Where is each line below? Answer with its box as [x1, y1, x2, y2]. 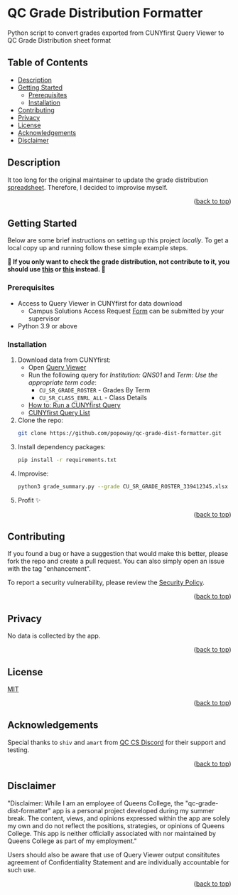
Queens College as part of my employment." [7, 837, 137, 845]
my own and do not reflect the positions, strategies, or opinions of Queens [7, 821, 225, 830]
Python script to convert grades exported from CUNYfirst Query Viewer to [7, 28, 225, 37]
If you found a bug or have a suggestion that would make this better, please [7, 550, 229, 558]
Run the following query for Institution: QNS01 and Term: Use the [28, 370, 218, 379]
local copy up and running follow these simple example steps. [7, 244, 188, 252]
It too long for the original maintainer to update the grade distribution [7, 176, 208, 184]
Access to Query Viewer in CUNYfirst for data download [17, 299, 183, 307]
